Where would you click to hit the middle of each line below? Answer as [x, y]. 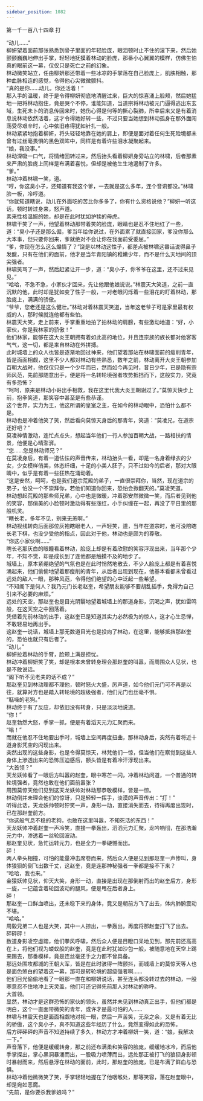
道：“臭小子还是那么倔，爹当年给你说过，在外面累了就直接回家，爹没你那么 [100, 231]
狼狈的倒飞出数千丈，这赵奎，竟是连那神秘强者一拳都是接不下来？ [93, 865]
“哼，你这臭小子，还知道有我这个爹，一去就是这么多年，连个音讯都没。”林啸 [100, 186]
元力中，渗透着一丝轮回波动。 [43, 835]
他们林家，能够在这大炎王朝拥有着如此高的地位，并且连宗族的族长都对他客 [99, 337]
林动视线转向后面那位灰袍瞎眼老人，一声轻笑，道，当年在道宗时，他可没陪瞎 [101, 525]
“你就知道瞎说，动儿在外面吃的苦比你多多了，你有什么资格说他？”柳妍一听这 [101, 201]
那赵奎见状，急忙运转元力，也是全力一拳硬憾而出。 [70, 843]
